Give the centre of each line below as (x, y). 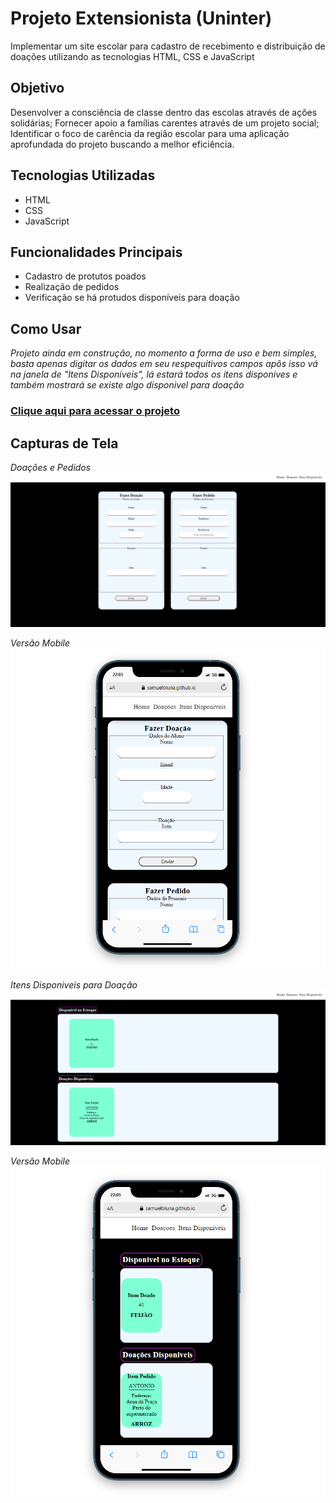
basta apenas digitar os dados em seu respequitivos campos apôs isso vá (164, 364)
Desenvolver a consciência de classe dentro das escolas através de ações (164, 112)
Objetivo (37, 88)
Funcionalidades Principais (96, 252)
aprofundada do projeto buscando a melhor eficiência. (122, 144)
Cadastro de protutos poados (85, 276)
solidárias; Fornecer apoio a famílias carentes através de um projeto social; (165, 123)
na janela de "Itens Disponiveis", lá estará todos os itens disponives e (154, 374)
